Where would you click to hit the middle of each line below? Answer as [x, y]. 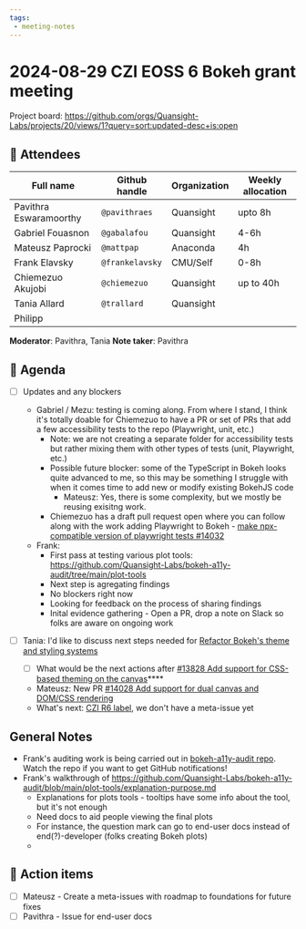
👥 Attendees [45, 155]
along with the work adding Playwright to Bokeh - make [153, 526]
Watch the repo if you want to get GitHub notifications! [125, 769]
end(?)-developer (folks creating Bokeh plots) [122, 836]
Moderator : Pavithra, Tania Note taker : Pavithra [99, 341]
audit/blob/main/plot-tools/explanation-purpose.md [119, 788]
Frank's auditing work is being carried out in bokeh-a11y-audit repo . [149, 759]
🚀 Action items [51, 875]
